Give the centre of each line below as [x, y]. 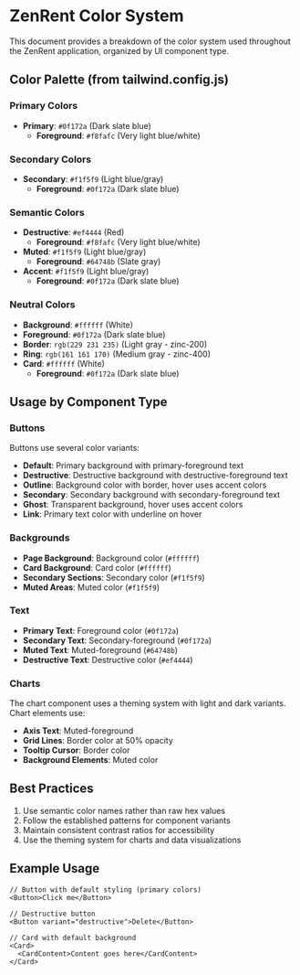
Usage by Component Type [88, 402]
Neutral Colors [42, 305]
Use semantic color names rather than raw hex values [124, 810]
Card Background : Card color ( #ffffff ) [97, 567]
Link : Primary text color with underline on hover [112, 514]
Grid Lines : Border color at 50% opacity [98, 741]
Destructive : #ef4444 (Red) [73, 232]
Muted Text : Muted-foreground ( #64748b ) [100, 649]
